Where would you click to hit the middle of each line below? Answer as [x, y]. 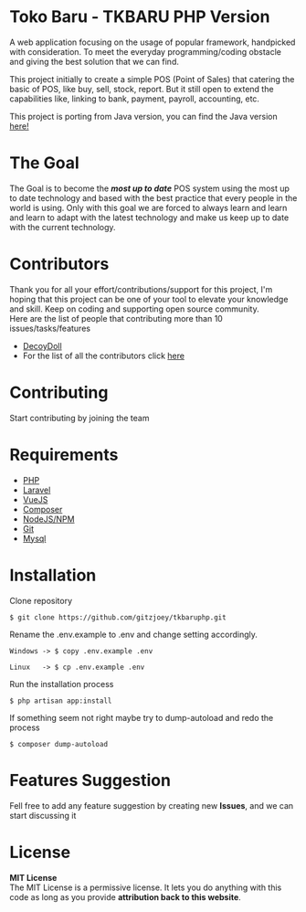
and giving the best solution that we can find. [95, 61]
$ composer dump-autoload [58, 744]
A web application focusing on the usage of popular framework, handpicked [153, 42]
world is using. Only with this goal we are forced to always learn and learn [148, 207]
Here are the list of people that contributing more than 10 [116, 318]
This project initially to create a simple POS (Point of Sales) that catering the [152, 79]
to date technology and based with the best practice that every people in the [153, 197]
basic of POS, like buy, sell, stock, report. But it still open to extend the [142, 89]
